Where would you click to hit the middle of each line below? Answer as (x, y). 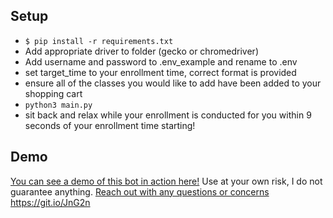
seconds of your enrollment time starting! (110, 125)
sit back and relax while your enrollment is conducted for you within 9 (168, 115)
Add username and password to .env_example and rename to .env (161, 61)
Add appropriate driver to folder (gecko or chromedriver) (141, 51)
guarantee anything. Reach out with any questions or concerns (140, 191)
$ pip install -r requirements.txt (99, 41)
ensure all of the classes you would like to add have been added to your (173, 83)
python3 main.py (58, 105)
